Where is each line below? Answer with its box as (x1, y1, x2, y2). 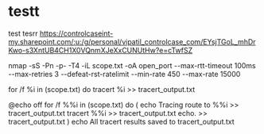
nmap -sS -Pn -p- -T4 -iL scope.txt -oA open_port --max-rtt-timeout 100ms (8, 60, 256, 70)
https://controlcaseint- (39, 29, 114, 38)
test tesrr (8, 29, 38, 38)
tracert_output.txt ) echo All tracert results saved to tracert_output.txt (8, 117, 235, 126)
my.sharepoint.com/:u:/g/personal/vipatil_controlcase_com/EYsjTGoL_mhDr (8, 36, 256, 46)
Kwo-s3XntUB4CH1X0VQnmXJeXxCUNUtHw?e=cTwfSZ (8, 45, 193, 55)
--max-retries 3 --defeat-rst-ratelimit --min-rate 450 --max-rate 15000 (8, 69, 241, 78)
